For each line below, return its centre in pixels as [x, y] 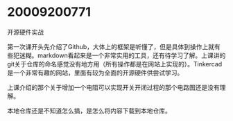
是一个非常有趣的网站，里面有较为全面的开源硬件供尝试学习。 [95, 73]
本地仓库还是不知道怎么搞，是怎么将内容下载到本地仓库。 [89, 111]
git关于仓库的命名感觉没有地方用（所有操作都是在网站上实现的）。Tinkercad [115, 64]
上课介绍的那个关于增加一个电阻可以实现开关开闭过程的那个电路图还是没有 [113, 87]
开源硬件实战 [25, 32]
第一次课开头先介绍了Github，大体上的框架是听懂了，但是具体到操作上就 [111, 46]
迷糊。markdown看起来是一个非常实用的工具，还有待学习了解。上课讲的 [122, 55]
